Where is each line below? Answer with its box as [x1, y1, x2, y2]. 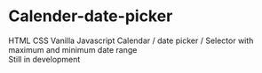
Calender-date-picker [8, 6, 173, 26]
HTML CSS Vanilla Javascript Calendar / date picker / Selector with [8, 35, 254, 46]
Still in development [8, 54, 81, 64]
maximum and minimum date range [8, 44, 138, 55]
